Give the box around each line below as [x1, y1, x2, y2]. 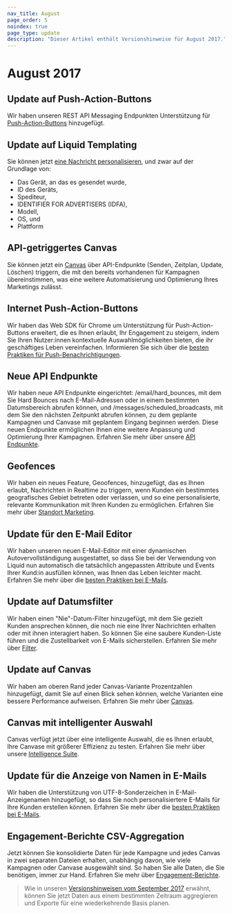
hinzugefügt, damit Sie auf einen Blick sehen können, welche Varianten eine [7, 689, 223, 697]
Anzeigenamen [7, 796, 50, 804]
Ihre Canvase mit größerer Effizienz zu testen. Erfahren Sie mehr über [7, 742, 206, 751]
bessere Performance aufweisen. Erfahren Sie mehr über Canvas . [7, 697, 195, 705]
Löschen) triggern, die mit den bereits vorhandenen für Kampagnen [7, 268, 200, 276]
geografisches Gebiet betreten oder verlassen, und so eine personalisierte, [7, 493, 221, 502]
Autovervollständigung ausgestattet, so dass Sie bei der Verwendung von [7, 554, 216, 562]
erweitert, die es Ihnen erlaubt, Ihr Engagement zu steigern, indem [30, 328, 220, 336]
